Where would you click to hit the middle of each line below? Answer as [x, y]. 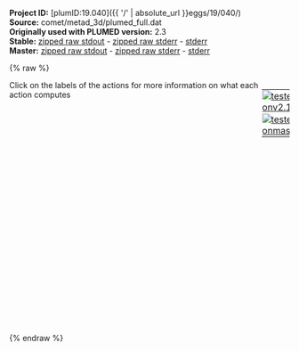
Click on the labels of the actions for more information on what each [134, 85]
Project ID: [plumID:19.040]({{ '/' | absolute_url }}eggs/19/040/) [125, 13]
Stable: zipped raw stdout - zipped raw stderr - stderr [108, 41]
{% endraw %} [36, 338]
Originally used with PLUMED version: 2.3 [88, 32]
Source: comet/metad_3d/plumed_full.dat [85, 22]
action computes [40, 94]
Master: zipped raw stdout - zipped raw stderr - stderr [110, 51]
